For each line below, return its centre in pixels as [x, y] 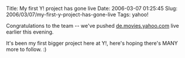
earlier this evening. [30, 32]
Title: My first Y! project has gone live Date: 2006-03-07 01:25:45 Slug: [92, 8]
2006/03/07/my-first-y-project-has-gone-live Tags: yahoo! [77, 14]
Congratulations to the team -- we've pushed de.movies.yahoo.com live [93, 26]
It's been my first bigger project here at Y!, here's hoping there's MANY [92, 43]
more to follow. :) [26, 49]
